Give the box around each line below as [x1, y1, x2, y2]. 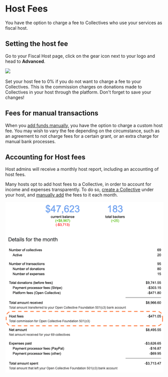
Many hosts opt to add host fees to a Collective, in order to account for [5, 181, 151, 187]
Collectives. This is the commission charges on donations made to [5, 83, 142, 89]
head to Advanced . [5, 58, 46, 64]
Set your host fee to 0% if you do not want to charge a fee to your [5, 78, 141, 84]
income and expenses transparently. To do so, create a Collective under [5, 186, 154, 193]
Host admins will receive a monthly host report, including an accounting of [5, 166, 159, 172]
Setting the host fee [5, 40, 69, 48]
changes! [5, 94, 25, 101]
